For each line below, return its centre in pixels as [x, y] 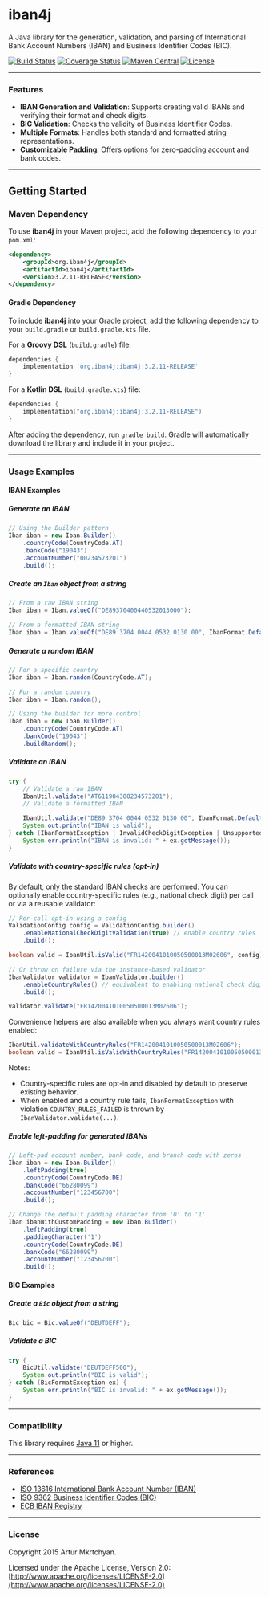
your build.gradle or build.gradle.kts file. [79, 329]
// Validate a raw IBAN [62, 788]
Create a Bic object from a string [64, 1303]
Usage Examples [42, 471]
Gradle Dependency [42, 302]
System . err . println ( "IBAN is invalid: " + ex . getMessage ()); [126, 841]
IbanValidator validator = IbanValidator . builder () [96, 977]
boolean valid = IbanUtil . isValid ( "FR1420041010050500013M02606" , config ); [137, 955]
